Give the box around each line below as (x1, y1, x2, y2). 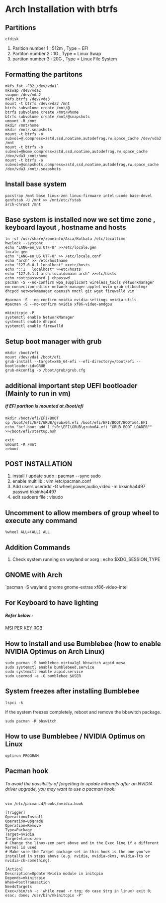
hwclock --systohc (5, 241, 43, 246)
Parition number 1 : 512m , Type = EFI (12, 45, 88, 51)
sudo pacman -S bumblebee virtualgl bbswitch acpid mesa (5, 661, 126, 666)
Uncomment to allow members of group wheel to (5, 509, 160, 517)
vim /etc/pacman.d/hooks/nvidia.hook (5, 801, 83, 806)
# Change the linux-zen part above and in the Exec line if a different (5, 841, 159, 846)
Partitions (5, 23, 36, 32)
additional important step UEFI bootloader (5, 381, 138, 390)
